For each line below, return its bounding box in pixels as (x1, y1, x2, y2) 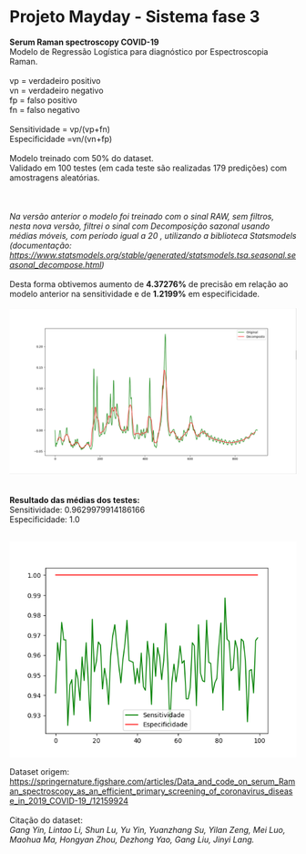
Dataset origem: (9, 767, 70, 777)
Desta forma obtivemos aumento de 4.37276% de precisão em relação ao (9, 278, 289, 289)
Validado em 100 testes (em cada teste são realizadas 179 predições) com (9, 162, 288, 173)
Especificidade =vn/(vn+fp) (9, 133, 113, 144)
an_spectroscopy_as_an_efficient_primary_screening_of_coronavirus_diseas (9, 786, 293, 797)
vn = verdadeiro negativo (9, 85, 104, 96)
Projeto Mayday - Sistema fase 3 (9, 6, 260, 27)
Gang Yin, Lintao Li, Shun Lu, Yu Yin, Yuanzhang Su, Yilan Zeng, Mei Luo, (9, 825, 286, 836)
